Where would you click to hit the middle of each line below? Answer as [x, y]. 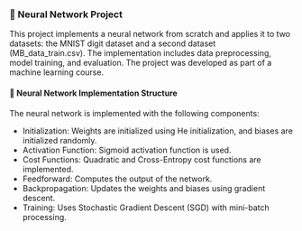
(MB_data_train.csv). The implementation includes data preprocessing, [141, 53]
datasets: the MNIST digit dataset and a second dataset [113, 43]
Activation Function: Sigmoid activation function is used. [127, 150]
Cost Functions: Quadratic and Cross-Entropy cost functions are [142, 159]
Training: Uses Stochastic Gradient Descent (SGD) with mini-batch [146, 208]
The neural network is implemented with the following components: [134, 113]
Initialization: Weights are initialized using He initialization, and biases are [157, 131]
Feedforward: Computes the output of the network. [117, 179]
